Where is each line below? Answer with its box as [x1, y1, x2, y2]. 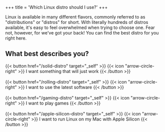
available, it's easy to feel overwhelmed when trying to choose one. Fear [5, 24, 155, 30]
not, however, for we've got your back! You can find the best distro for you [5, 30, 159, 35]
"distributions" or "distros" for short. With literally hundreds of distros [5, 19, 148, 25]
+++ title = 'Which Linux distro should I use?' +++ [5, 4, 108, 10]
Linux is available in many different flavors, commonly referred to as [5, 14, 145, 19]
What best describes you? [5, 49, 89, 58]
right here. [5, 35, 27, 41]
